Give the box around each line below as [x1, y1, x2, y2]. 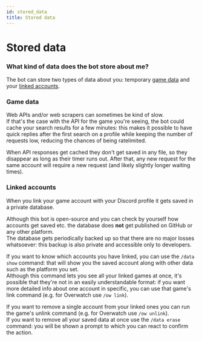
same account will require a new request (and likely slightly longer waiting [6, 162, 191, 169]
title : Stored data [6, 15, 56, 21]
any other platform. [6, 228, 54, 235]
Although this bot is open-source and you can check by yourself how [6, 215, 179, 222]
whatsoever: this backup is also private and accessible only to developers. [6, 240, 192, 248]
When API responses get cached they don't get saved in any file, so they [6, 149, 187, 156]
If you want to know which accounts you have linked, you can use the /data [6, 253, 195, 260]
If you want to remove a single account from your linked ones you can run [6, 303, 191, 310]
